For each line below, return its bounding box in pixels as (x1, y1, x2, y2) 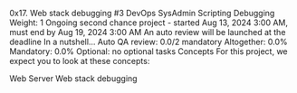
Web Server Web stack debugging (9, 73, 138, 84)
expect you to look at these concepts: (9, 56, 150, 66)
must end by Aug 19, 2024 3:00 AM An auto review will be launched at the (9, 27, 286, 37)
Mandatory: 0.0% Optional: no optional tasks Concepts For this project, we (9, 46, 288, 57)
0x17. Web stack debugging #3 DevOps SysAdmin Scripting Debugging (9, 8, 275, 18)
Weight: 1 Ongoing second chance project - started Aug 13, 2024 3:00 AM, (9, 17, 288, 28)
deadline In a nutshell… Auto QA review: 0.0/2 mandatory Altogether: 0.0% (9, 36, 288, 47)
